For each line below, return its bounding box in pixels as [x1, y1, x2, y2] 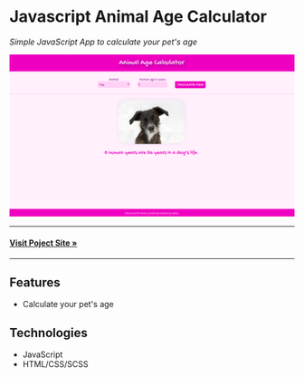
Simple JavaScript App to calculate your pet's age [9, 36, 197, 47]
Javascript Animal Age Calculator [9, 6, 267, 27]
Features [9, 275, 61, 290]
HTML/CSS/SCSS [22, 359, 89, 370]
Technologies [9, 324, 89, 341]
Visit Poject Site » [9, 237, 78, 248]
